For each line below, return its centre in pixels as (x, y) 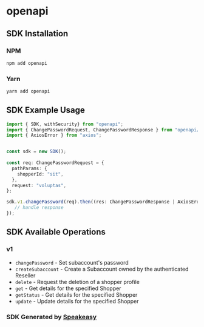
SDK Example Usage (46, 110)
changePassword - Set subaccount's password (72, 262)
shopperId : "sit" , (40, 174)
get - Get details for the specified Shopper (68, 288)
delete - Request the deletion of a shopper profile (77, 282)
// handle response (39, 208)
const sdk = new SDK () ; (36, 152)
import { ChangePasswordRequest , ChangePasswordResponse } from (89, 130)
